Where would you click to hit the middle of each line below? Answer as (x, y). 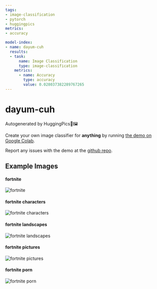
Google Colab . (20, 140)
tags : (11, 10)
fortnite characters (25, 201)
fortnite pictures (23, 247)
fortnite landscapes (26, 225)
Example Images (32, 166)
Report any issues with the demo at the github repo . (59, 150)
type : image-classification (48, 66)
